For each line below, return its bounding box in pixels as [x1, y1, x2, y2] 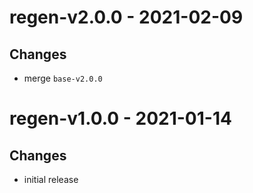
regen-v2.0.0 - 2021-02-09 [9, 6, 244, 29]
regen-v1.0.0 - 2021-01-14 [9, 107, 232, 130]
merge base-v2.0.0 [23, 72, 103, 84]
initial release [23, 174, 79, 185]
